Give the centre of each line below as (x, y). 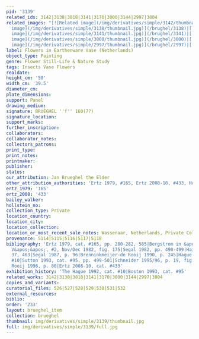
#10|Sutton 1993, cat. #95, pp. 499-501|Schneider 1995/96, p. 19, (97, 260)
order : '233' (22, 305)
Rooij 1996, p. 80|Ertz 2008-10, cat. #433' (67, 266)
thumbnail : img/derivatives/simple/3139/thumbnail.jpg (75, 321)
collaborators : (25, 134)
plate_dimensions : (29, 95)
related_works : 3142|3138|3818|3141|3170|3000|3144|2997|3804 (84, 277)
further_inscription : (33, 128)
